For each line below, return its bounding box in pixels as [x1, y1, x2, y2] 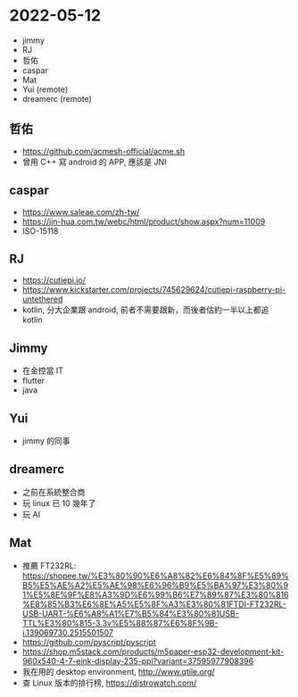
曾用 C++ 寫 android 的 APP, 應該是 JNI [21, 156, 167, 167]
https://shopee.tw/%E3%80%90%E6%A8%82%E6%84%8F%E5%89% [21, 570, 290, 581]
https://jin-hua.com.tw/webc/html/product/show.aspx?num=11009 [21, 216, 266, 227]
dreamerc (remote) [21, 93, 92, 104]
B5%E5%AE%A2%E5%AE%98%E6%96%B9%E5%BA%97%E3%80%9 [21, 579, 289, 590]
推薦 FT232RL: [21, 560, 77, 571]
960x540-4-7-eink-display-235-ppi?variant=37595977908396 [21, 655, 254, 666]
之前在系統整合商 [21, 486, 86, 497]
